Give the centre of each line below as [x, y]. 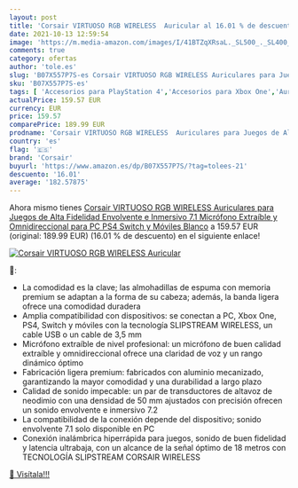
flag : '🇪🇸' [31, 149]
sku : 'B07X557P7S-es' [49, 83]
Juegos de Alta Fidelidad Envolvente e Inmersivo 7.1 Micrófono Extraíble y [143, 217]
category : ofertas [43, 59]
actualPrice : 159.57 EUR [55, 100]
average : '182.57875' [49, 183]
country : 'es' [35, 141]
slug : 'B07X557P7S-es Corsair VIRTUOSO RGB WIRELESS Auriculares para [142, 75]
